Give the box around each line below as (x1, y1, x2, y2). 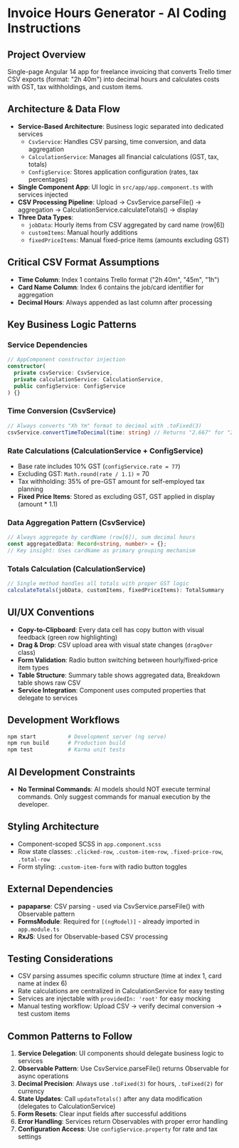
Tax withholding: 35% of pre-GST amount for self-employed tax (17, 477, 205, 485)
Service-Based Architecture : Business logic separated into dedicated (17, 122, 224, 130)
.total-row (17, 856, 51, 863)
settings (17, 1132, 42, 1141)
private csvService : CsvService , (14, 369, 113, 377)
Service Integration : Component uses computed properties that (17, 686, 206, 694)
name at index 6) (17, 979, 68, 988)
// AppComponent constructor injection (7, 356, 126, 363)
